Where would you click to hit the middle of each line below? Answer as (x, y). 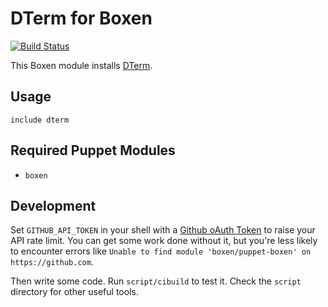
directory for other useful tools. (74, 292)
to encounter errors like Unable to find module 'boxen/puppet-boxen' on (161, 251)
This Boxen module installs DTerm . (81, 65)
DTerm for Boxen (81, 18)
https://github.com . (52, 262)
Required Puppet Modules (93, 150)
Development (53, 205)
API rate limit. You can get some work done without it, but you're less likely (164, 241)
